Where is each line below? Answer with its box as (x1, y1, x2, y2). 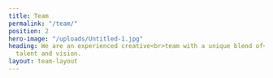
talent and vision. (15, 50, 82, 58)
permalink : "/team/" (8, 19, 79, 28)
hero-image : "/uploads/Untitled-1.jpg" (8, 34, 144, 43)
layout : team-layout (8, 58, 79, 66)
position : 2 (8, 27, 49, 35)
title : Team (8, 11, 49, 20)
